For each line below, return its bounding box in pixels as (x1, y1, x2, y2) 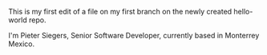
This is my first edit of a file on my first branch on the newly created (8, 7, 233, 16)
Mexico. (8, 39, 34, 49)
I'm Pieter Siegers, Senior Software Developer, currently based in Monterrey (8, 31, 260, 40)
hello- (233, 7, 253, 16)
